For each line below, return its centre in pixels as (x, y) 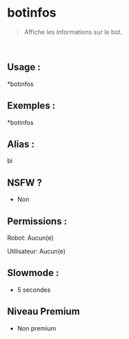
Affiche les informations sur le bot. (73, 32)
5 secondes (34, 290)
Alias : (21, 144)
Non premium (37, 328)
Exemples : (31, 106)
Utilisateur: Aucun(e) (37, 251)
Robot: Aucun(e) (30, 238)
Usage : (24, 67)
